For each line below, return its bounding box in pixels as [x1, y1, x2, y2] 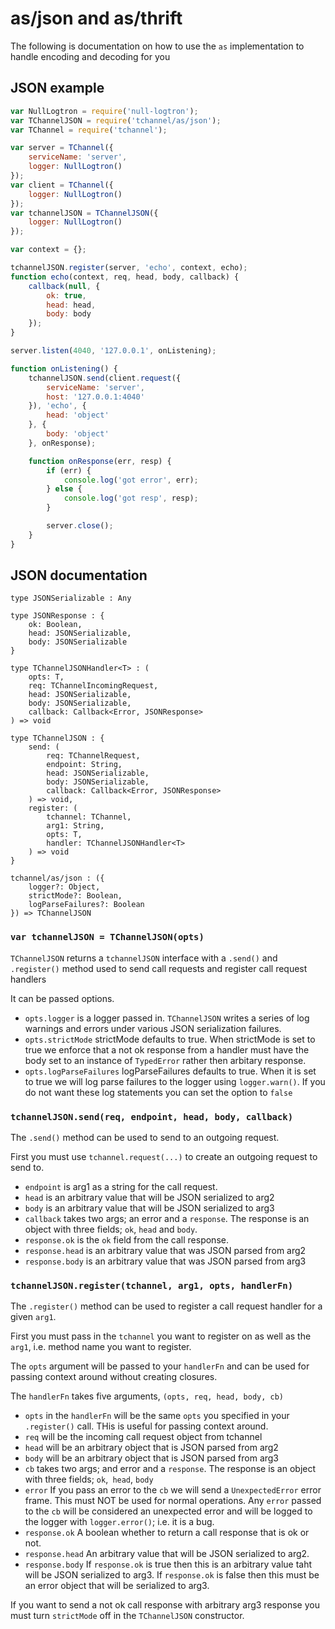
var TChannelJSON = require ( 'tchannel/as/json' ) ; [10, 115, 222, 126]
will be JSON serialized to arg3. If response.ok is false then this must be [24, 1569, 320, 1581]
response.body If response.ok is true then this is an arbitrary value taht [24, 1558, 313, 1571]
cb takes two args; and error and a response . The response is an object [24, 1463, 317, 1475]
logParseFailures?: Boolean [28, 900, 145, 910]
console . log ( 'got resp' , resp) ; [63, 493, 199, 504]
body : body [46, 309, 92, 319]
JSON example [10, 80, 105, 97]
